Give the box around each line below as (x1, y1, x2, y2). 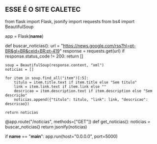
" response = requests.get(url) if (59, 48, 125, 54)
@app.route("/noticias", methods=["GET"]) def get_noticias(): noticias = (5, 118, 151, 124)
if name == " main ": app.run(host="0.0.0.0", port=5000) (5, 133, 118, 139)
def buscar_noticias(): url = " (5, 43, 63, 49)
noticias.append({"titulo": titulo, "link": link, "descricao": (14, 97, 148, 102)
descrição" (5, 92, 27, 98)
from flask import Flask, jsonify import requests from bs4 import (5, 18, 135, 24)
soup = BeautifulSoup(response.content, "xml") (5, 62, 105, 67)
